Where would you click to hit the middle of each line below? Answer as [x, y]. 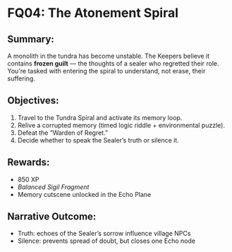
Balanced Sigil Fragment [53, 187]
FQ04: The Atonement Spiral [93, 13]
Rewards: [29, 163]
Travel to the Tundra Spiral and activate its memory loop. [100, 117]
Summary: [31, 39]
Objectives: [33, 101]
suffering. [21, 78]
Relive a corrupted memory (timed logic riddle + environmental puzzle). [121, 125]
